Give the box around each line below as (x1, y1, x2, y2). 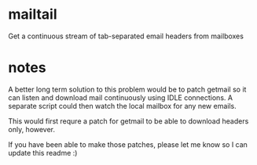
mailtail (8, 5, 57, 23)
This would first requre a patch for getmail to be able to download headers (8, 116, 249, 126)
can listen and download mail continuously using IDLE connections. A (8, 92, 233, 102)
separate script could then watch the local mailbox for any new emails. (8, 101, 237, 110)
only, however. (8, 124, 56, 134)
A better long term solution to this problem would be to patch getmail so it (8, 84, 247, 94)
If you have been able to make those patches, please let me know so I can (8, 139, 248, 149)
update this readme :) (8, 148, 78, 157)
